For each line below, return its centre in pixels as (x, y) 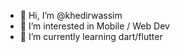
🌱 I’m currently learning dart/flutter (91, 36)
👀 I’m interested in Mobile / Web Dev (94, 26)
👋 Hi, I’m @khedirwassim (71, 15)
